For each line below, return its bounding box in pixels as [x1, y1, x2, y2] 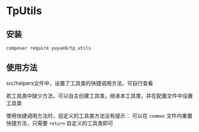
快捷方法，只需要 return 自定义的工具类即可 [6, 120, 114, 127]
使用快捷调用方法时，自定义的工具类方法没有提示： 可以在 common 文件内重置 [6, 112, 192, 119]
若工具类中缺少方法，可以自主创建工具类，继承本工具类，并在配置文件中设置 [6, 92, 193, 99]
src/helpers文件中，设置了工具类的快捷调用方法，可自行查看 [6, 79, 153, 86]
